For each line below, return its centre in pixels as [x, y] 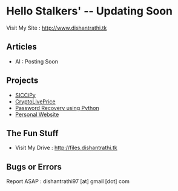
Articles [22, 47]
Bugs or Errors [34, 167]
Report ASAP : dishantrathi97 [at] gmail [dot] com [68, 181]
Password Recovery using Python [57, 108]
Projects [22, 81]
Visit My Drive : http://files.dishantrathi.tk [66, 148]
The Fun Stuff [32, 133]
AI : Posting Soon [37, 61]
